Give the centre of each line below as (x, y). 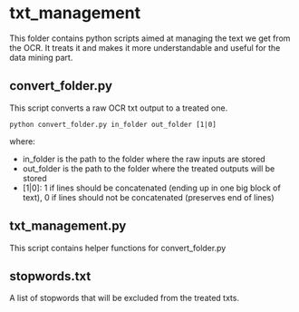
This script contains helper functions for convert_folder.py (118, 248)
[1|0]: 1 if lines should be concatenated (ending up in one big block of (151, 188)
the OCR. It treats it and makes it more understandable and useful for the (145, 47)
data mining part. (41, 57)
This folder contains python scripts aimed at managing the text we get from (150, 38)
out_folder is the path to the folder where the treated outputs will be (149, 168)
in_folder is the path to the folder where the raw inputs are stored (144, 159)
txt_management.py (68, 226)
